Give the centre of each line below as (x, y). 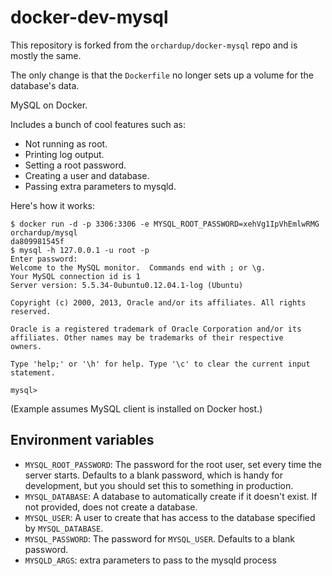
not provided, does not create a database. (111, 507)
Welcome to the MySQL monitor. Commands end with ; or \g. (138, 267)
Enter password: (44, 259)
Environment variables (82, 440)
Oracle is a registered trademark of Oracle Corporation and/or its (156, 329)
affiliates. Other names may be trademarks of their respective (147, 337)
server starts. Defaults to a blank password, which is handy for (153, 475)
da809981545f (37, 241)
